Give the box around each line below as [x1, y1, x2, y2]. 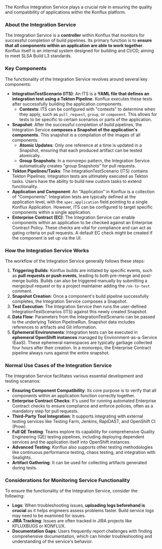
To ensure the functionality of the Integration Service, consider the [5, 488, 138, 494]
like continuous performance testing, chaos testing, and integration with [12, 450, 156, 455]
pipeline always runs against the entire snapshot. [12, 350, 110, 355]
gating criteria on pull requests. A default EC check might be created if [12, 230, 153, 236]
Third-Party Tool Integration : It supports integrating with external [12, 413, 144, 419]
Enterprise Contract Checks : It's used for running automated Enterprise [12, 398, 156, 404]
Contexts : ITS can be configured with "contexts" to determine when [19, 106, 156, 112]
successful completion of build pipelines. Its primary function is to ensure [5, 37, 152, 43]
